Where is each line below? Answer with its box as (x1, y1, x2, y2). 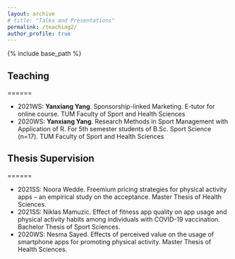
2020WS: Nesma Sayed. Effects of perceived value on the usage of (17, 230, 215, 239)
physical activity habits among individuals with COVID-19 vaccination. (17, 215, 220, 223)
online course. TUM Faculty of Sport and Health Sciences (17, 110, 186, 119)
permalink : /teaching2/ (7, 23, 78, 30)
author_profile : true (7, 30, 71, 37)
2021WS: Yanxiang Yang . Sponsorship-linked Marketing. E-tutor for (17, 102, 215, 111)
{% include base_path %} (7, 49, 82, 58)
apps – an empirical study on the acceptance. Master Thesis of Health (17, 192, 222, 201)
